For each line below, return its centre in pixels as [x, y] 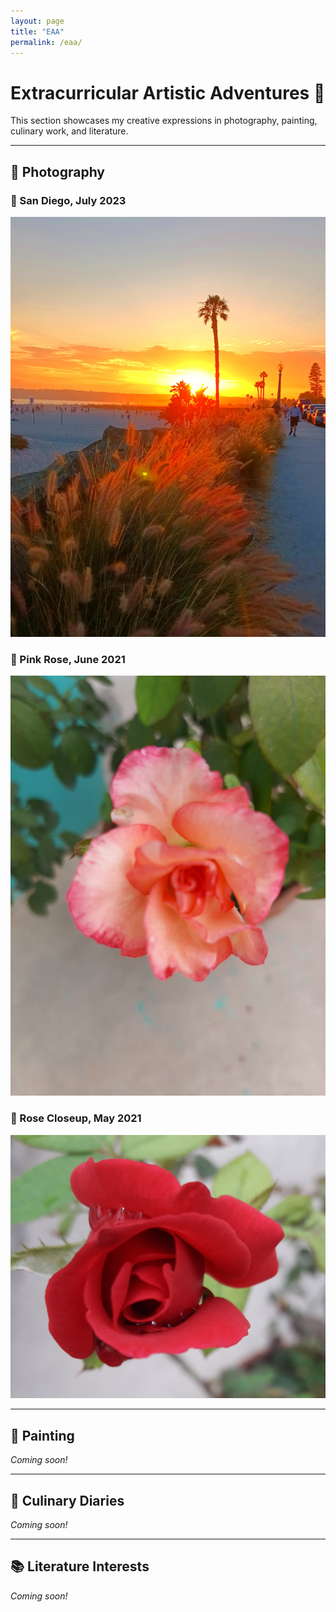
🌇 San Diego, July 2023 [68, 200]
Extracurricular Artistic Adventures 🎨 [168, 92]
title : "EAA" [37, 31]
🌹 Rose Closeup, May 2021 [76, 1118]
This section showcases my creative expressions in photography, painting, [164, 121]
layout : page [37, 21]
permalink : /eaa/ [46, 42]
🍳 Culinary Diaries [67, 1500]
